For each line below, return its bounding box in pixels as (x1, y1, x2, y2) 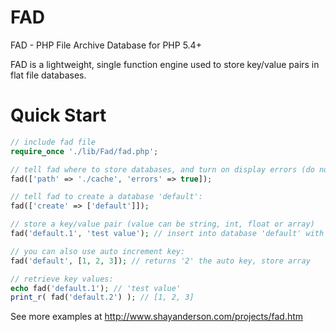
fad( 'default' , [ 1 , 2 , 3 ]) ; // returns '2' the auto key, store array (10, 256, 311, 266)
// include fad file (10, 137, 97, 147)
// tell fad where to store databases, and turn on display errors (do (10, 164, 315, 175)
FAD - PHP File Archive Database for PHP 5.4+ (10, 39, 202, 51)
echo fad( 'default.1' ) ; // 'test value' (10, 283, 182, 293)
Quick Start (10, 104, 107, 127)
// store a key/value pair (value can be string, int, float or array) (10, 219, 315, 230)
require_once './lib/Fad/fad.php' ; (10, 146, 159, 156)
